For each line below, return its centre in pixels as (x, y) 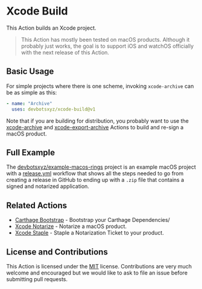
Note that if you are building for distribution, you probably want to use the (97, 121)
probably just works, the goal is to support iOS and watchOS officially (107, 46)
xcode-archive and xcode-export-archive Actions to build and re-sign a (95, 127)
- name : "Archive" (29, 103)
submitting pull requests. (37, 279)
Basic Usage (30, 72)
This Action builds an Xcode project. (51, 28)
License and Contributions (57, 252)
